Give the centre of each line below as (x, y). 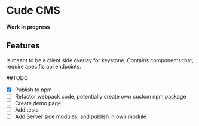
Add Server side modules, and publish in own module (80, 116)
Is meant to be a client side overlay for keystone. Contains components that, (100, 60)
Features (23, 46)
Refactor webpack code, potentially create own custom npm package (100, 96)
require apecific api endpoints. (44, 66)
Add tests (27, 110)
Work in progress (28, 27)
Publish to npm (33, 90)
